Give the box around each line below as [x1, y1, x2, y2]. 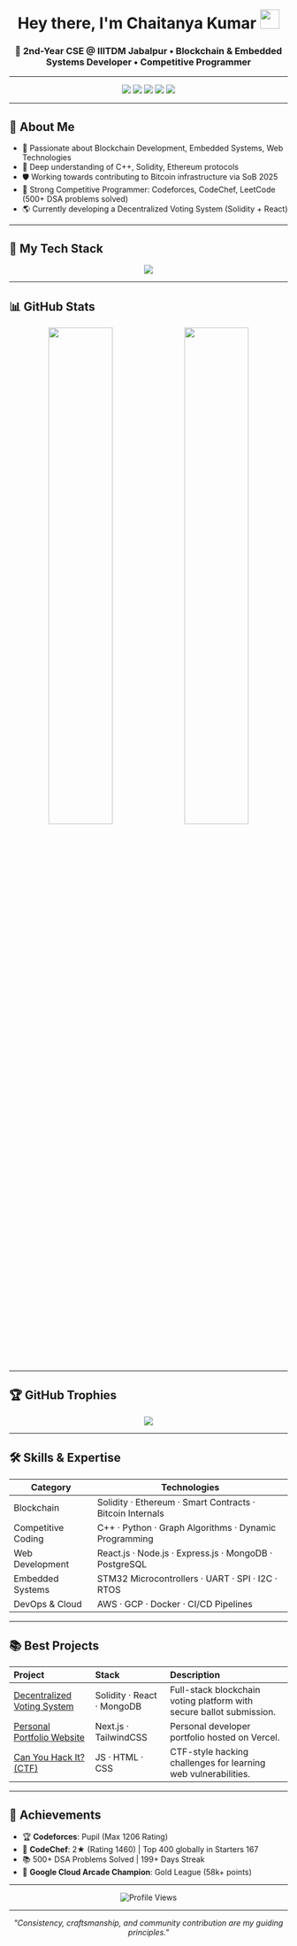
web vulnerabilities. [169, 1768, 250, 1781]
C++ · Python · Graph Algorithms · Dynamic [96, 1521, 277, 1534]
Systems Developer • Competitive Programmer [45, 56, 252, 68]
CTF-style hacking [169, 1746, 249, 1758]
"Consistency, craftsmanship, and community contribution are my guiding [13, 1918, 284, 1928]
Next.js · [95, 1720, 130, 1733]
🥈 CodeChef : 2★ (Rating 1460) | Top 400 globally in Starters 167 [21, 1844, 259, 1855]
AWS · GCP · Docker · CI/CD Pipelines [96, 1597, 254, 1610]
